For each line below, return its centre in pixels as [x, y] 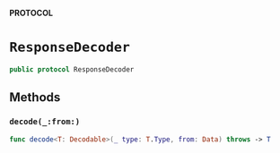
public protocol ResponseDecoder [72, 69]
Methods [35, 98]
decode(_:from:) [45, 122]
